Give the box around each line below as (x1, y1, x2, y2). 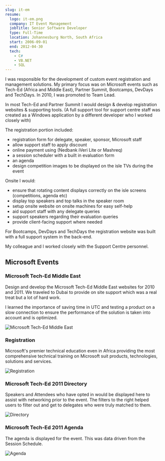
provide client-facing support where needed (12, 219, 103, 225)
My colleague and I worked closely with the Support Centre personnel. (5, 243, 149, 249)
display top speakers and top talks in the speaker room (12, 198, 124, 204)
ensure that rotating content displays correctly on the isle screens (12, 187, 147, 193)
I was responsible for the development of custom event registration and (5, 76, 151, 82)
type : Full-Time (9, 30, 43, 35)
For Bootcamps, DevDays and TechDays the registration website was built (5, 229, 156, 234)
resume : (5, 12, 21, 17)
